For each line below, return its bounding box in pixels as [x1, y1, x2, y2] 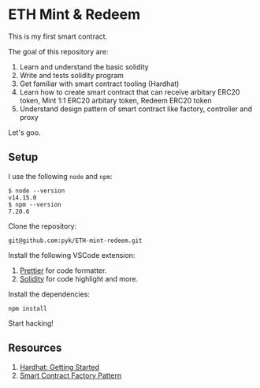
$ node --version [8, 187, 65, 195]
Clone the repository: [8, 221, 77, 230]
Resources [8, 341, 62, 355]
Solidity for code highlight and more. [19, 274, 139, 283]
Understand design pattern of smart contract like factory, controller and [19, 104, 253, 114]
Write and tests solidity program [19, 70, 124, 80]
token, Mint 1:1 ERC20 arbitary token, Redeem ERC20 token [19, 95, 212, 105]
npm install [8, 304, 47, 312]
